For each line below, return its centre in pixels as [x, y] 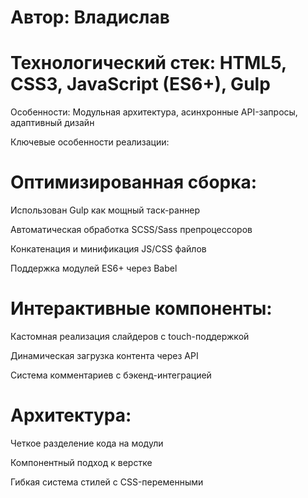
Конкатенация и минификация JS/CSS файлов [108, 249]
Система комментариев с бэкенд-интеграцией [111, 375]
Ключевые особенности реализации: [90, 142]
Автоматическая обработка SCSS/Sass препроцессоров [131, 230]
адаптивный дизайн [52, 123]
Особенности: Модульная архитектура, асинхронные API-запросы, [154, 112]
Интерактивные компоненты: [141, 308]
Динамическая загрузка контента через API [104, 355]
